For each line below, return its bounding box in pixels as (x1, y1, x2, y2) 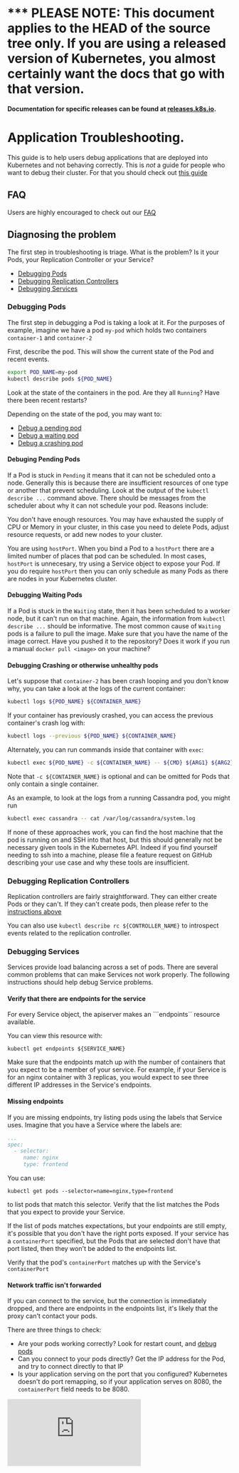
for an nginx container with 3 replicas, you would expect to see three (7, 1073, 209, 1082)
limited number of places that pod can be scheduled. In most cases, (7, 551, 207, 560)
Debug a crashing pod (17, 438, 83, 447)
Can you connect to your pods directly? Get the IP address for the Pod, (17, 1354, 226, 1363)
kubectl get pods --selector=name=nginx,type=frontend (7, 1187, 174, 1195)
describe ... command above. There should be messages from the (7, 493, 206, 502)
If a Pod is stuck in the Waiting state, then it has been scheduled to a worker (7, 606, 231, 615)
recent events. (7, 355, 50, 363)
